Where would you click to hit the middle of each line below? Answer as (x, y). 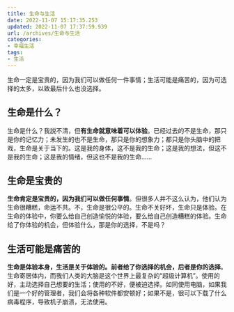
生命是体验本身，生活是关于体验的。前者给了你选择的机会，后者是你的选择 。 (117, 267)
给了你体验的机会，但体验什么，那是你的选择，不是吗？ (86, 225)
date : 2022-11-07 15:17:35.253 (53, 20)
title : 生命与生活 (31, 14)
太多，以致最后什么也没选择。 (62, 88)
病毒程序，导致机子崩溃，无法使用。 (59, 302)
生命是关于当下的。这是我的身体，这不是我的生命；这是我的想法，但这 (120, 148)
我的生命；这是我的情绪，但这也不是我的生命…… (83, 157)
